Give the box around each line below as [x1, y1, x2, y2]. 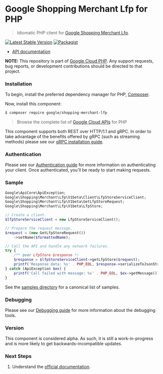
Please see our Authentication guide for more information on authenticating [5, 162, 156, 168]
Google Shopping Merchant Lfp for [5, 3, 148, 15]
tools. [5, 312, 16, 318]
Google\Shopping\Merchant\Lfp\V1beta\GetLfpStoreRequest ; [5, 199, 125, 204]
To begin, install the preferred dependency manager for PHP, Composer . [5, 91, 150, 98]
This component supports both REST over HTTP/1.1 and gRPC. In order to [5, 129, 151, 135]
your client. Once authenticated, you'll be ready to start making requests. [5, 167, 151, 173]
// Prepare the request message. [5, 226, 73, 231]
